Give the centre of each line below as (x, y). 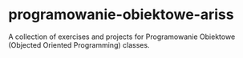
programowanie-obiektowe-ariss (121, 15)
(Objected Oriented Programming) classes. (79, 44)
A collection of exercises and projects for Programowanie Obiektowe (122, 37)
